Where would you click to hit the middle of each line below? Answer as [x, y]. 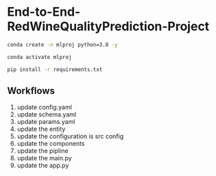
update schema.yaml [47, 114]
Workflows [31, 91]
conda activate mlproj [39, 57]
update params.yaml [46, 122]
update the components [51, 144]
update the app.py [43, 166]
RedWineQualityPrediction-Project [108, 26]
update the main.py [44, 158]
